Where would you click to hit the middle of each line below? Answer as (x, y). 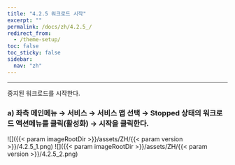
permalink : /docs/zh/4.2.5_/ (50, 27)
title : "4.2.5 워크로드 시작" (47, 14)
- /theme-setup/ (37, 40)
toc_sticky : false (34, 53)
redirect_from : (29, 33)
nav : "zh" (28, 66)
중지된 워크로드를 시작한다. (44, 93)
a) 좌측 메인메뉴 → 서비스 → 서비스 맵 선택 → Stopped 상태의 (104, 113)
